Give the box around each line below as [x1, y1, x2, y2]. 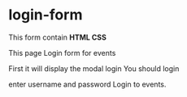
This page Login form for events [8, 48, 116, 57]
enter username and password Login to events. [8, 79, 167, 89]
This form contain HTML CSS [8, 32, 107, 42]
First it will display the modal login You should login [8, 63, 180, 74]
